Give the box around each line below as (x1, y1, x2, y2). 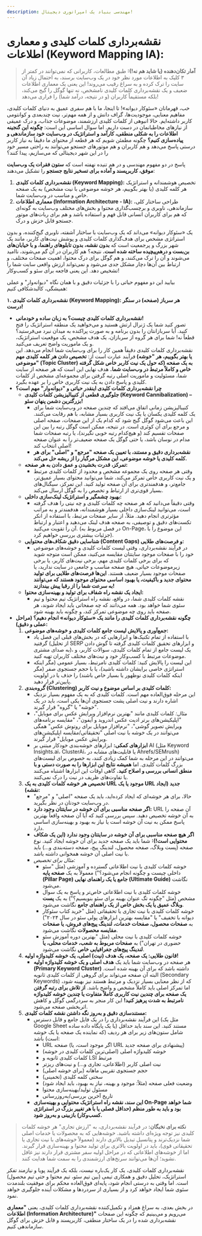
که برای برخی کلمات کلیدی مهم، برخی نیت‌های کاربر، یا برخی (33, 556, 170, 564)
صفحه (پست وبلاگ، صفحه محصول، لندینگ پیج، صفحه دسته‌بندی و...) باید (33, 844, 194, 851)
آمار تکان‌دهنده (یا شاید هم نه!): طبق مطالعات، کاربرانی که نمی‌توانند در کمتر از (21, 67, 196, 74)
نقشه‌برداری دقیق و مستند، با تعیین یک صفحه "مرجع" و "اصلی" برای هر (33, 448, 191, 455)
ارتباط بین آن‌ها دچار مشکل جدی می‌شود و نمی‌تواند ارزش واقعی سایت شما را (7, 260, 180, 268)
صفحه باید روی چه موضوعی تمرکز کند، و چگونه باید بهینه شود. (33, 607, 171, 615)
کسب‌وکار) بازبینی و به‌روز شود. (33, 1111, 102, 1118)
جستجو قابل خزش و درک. (15, 217, 74, 224)
